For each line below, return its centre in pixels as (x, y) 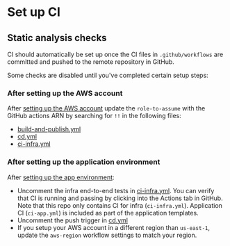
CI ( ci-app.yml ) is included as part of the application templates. (108, 213)
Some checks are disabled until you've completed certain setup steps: (108, 75)
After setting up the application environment (84, 162)
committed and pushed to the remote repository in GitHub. (91, 62)
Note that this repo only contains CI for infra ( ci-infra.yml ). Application (120, 205)
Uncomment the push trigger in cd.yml (73, 220)
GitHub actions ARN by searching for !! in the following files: (95, 116)
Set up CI (34, 12)
